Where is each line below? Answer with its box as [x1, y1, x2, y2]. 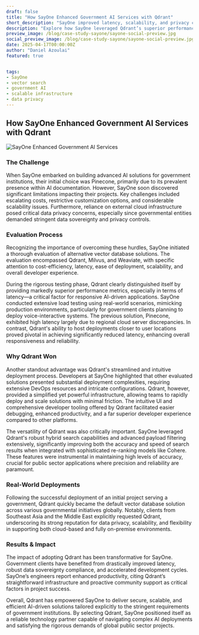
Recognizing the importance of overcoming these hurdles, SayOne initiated [6, 244, 190, 251]
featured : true [6, 53, 44, 59]
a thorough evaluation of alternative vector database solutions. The [6, 250, 170, 258]
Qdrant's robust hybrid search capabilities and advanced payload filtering [6, 434, 187, 441]
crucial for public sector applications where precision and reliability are [6, 459, 179, 466]
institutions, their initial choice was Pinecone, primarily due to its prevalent [6, 177, 188, 185]
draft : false [6, 8, 38, 15]
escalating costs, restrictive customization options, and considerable [6, 196, 174, 204]
